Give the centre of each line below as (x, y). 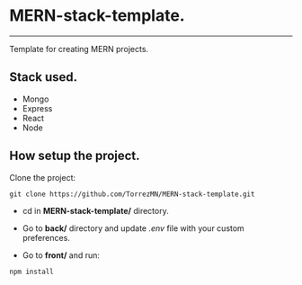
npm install (31, 272)
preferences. (46, 237)
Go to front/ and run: (61, 255)
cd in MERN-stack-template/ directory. (95, 210)
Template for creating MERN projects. (79, 49)
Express (37, 108)
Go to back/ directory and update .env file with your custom (133, 228)
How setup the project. (75, 156)
